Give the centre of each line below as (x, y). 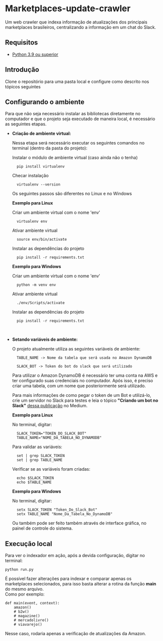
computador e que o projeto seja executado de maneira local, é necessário (80, 119)
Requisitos (21, 43)
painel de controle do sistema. (42, 528)
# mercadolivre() (31, 620)
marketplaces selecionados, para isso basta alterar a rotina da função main (81, 584)
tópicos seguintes (23, 86)
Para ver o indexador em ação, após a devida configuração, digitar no (75, 556)
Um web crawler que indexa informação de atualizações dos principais (76, 22)
